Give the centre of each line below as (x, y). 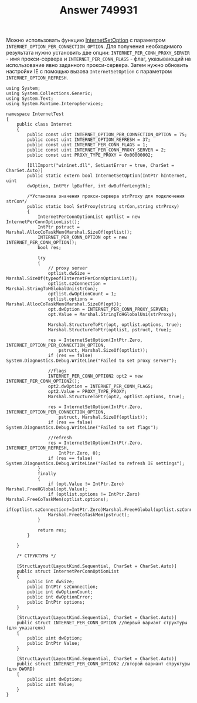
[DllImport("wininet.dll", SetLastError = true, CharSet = (101, 166)
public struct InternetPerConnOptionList (68, 571)
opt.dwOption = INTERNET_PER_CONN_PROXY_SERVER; (108, 310)
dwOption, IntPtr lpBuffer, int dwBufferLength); (89, 186)
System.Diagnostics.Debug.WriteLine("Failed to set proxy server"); (91, 361)
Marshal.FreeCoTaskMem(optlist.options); (57, 500)
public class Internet (44, 125)
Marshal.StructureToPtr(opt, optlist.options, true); (115, 325)
